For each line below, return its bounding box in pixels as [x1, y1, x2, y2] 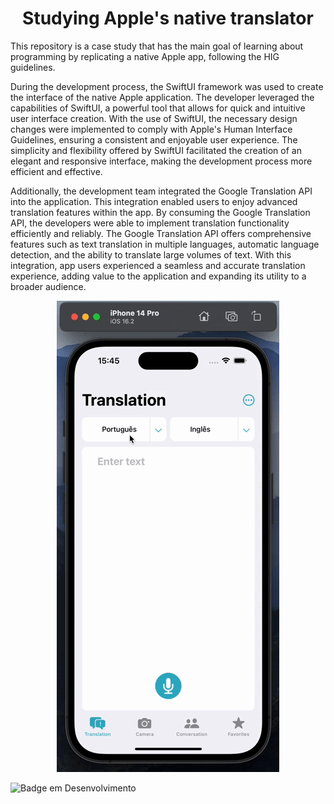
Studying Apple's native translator [22, 7, 314, 30]
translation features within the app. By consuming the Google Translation [10, 206, 311, 218]
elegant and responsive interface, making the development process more [10, 155, 313, 167]
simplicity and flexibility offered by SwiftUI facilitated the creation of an [10, 144, 302, 156]
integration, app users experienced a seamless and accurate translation [10, 259, 306, 271]
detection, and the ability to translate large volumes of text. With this [10, 248, 292, 261]
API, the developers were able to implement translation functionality [10, 217, 290, 229]
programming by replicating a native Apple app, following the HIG [10, 50, 280, 62]
